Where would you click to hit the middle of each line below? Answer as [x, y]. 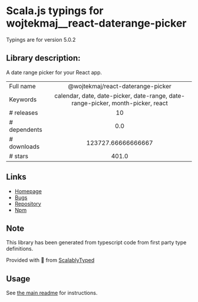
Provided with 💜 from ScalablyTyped [50, 260]
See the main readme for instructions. [52, 293]
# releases [24, 112]
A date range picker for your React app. [54, 72]
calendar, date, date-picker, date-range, [111, 95]
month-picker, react [140, 103]
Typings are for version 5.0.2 [41, 39]
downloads [24, 147]
